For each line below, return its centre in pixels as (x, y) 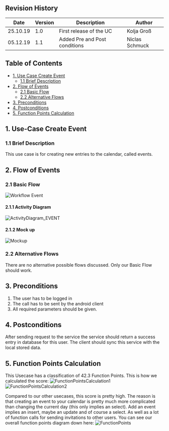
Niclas (134, 39)
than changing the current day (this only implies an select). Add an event (80, 407)
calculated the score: (27, 381)
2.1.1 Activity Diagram (28, 207)
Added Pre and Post (82, 39)
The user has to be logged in (42, 298)
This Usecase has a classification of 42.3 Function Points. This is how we (81, 376)
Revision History (32, 8)
